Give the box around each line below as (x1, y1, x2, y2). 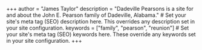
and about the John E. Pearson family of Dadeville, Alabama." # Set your (6, 11, 186, 19)
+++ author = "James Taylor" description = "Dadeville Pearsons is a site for (6, 5, 194, 12)
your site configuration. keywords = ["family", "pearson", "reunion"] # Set (6, 24, 189, 31)
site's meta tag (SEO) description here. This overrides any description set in (6, 18, 195, 25)
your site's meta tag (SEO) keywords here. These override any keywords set (6, 31, 196, 38)
